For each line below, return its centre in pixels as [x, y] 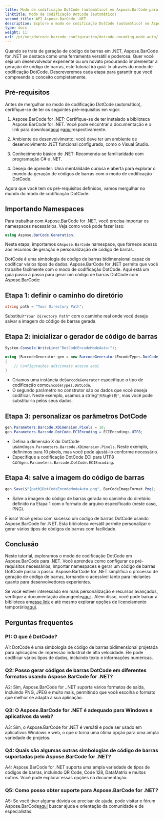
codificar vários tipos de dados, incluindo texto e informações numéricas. [79, 658]
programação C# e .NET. [37, 159]
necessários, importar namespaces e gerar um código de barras [91, 566]
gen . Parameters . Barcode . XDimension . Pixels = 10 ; [55, 427]
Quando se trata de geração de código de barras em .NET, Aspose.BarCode [82, 51]
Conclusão [22, 544]
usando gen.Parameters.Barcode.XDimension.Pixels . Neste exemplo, [80, 447]
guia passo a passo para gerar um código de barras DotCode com [72, 275]
